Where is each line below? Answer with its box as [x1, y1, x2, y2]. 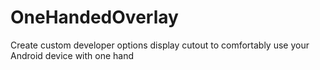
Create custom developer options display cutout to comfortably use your [10, 39, 310, 51]
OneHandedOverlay [10, 6, 179, 29]
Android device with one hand [10, 49, 135, 61]
